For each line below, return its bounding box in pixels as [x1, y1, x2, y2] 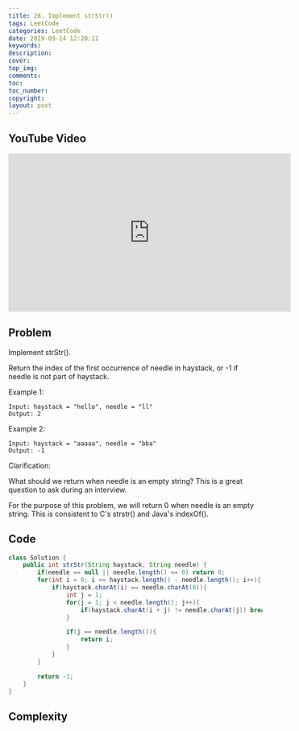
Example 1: [8, 387, 44, 397]
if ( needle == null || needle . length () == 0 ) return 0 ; [37, 568, 226, 576]
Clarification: [8, 460, 51, 470]
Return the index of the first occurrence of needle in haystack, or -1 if [8, 363, 239, 373]
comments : [8, 72, 42, 80]
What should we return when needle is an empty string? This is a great [8, 476, 243, 485]
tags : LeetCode [8, 19, 60, 27]
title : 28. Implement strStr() [8, 11, 114, 20]
